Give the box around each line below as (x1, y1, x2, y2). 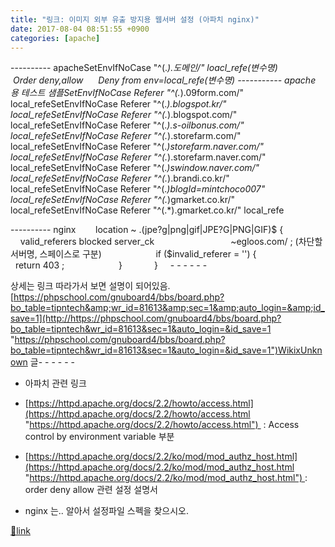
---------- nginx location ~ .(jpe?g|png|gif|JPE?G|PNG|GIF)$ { (10, 224, 284, 236)
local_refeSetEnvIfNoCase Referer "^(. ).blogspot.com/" (10, 109, 238, 121)
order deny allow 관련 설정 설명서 (24, 484, 158, 496)
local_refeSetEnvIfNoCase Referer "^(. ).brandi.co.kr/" (10, 172, 230, 185)
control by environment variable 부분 (24, 431, 175, 443)
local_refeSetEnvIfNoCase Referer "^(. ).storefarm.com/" (10, 130, 242, 142)
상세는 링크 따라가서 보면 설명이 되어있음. (10, 280, 171, 292)
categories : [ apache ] (10, 33, 101, 43)
